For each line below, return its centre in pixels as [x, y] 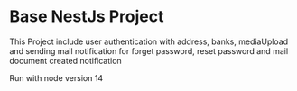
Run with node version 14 [56, 77]
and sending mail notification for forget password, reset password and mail [149, 50]
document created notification [65, 60]
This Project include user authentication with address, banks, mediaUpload [149, 41]
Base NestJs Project [87, 17]
